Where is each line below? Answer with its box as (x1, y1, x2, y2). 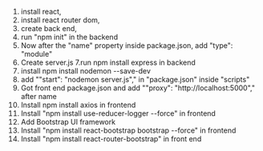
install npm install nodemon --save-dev (20, 66, 152, 75)
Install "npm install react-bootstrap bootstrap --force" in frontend (20, 125, 237, 135)
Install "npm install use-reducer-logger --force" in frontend (20, 109, 216, 118)
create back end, (20, 24, 77, 33)
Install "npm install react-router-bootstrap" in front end (20, 134, 202, 143)
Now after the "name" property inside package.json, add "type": (20, 41, 233, 50)
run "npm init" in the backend (20, 32, 119, 42)
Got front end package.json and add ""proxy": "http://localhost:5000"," (20, 83, 256, 93)
